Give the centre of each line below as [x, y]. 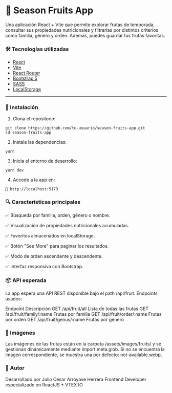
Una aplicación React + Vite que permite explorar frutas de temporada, [80, 25]
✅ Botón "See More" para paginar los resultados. [57, 246]
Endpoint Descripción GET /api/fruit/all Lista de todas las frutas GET [77, 309]
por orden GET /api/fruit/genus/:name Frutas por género [65, 320]
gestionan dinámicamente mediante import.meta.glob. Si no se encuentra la [85, 350]
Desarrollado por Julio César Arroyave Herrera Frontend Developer [76, 379]
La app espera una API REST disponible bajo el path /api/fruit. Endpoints [81, 293]
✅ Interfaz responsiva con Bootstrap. [44, 266]
